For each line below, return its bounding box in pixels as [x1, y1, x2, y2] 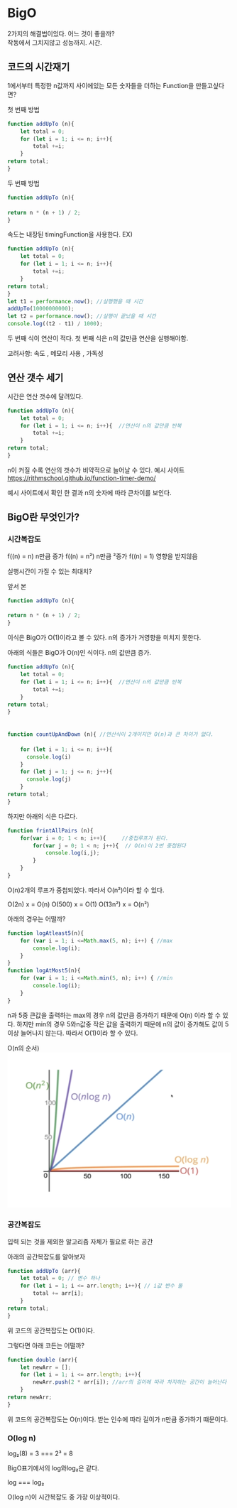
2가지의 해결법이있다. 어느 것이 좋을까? [7, 29, 115, 38]
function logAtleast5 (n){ [7, 929, 84, 937]
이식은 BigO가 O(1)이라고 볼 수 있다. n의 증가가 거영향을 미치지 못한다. [7, 634, 202, 642]
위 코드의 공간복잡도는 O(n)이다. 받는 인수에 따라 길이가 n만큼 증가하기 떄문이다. [7, 1415, 228, 1423]
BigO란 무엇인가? [7, 511, 80, 524]
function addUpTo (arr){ [7, 1267, 81, 1274]
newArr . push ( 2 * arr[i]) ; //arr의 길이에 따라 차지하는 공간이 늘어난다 [33, 1379, 227, 1386]
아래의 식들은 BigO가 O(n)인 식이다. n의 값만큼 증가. [7, 649, 151, 657]
